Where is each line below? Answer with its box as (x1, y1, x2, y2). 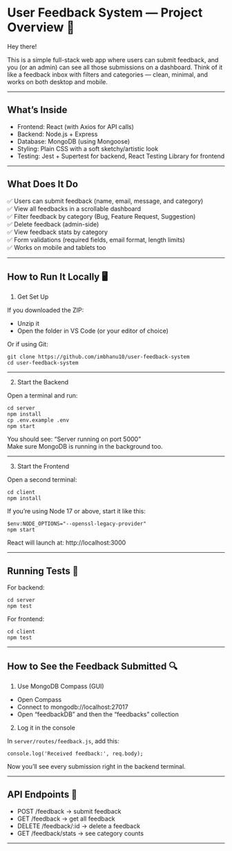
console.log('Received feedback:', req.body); (7, 750, 144, 757)
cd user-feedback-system (7, 360, 79, 366)
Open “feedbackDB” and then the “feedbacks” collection (17, 710, 180, 718)
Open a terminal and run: (7, 391, 78, 400)
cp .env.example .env (7, 417, 70, 424)
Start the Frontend (17, 462, 70, 471)
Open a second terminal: (7, 476, 77, 484)
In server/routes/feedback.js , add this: (7, 737, 119, 745)
